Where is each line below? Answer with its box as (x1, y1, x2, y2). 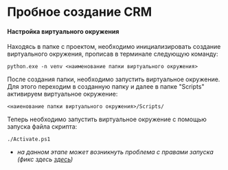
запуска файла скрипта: (7, 123, 78, 131)
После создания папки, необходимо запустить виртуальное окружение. (7, 75, 220, 83)
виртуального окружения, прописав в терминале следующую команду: (7, 50, 218, 59)
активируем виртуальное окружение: (7, 90, 118, 98)
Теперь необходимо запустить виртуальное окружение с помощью (7, 115, 207, 124)
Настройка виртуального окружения (7, 27, 119, 35)
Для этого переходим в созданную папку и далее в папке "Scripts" (7, 83, 205, 91)
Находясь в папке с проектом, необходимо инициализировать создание (7, 43, 221, 51)
